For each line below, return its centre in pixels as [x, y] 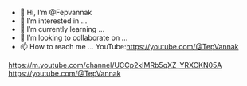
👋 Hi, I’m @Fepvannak [56, 12]
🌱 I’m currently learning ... [62, 29]
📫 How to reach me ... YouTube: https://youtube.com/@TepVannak [129, 47]
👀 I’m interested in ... [53, 21]
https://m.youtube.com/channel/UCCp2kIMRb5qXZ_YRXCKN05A [115, 65]
